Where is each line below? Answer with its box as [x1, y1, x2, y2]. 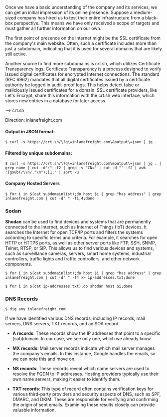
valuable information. [12, 407, 56, 413]
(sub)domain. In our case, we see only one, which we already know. [12, 336, 152, 342]
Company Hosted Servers [5, 181, 60, 186]
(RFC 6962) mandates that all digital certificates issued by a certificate [5, 77, 151, 82]
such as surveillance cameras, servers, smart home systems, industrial [5, 250, 151, 256]
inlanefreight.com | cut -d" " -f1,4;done [5, 196, 95, 201]
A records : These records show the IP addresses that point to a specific [12, 330, 161, 336]
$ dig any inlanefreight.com [5, 307, 66, 312]
